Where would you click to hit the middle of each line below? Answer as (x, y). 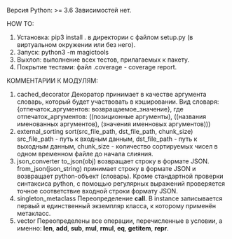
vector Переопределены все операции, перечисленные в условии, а (120, 221)
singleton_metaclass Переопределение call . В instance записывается (120, 198)
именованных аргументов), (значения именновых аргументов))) (114, 124)
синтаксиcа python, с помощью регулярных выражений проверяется (121, 184)
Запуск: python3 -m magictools (63, 52)
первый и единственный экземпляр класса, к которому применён (116, 206)
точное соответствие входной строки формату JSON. (97, 191)
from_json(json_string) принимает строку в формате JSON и (106, 169)
